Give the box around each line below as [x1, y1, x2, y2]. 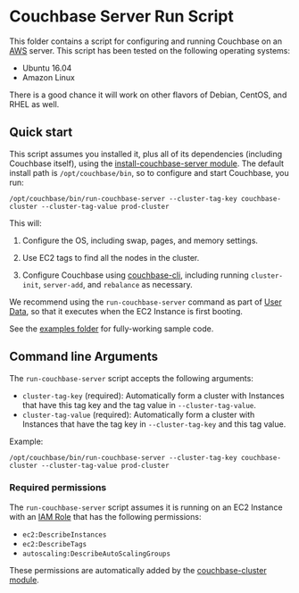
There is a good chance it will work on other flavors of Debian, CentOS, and [9, 89, 287, 100]
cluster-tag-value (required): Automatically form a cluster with [21, 409, 255, 420]
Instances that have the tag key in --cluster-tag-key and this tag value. [21, 418, 287, 430]
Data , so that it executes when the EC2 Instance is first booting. [9, 305, 244, 316]
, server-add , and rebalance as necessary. [38, 279, 194, 289]
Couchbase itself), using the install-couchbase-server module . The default [9, 158, 284, 169]
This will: [9, 217, 42, 229]
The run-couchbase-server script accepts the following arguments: [9, 372, 254, 383]
